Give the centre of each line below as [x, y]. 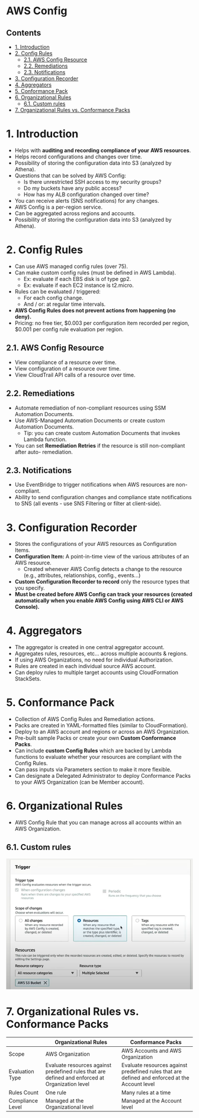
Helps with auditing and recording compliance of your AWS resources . [103, 150]
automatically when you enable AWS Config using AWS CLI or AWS [99, 600]
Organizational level [69, 1107]
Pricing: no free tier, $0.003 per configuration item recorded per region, [102, 323]
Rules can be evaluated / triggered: [57, 291]
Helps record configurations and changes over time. [78, 156]
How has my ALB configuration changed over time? [86, 194]
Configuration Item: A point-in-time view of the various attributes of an [102, 557]
